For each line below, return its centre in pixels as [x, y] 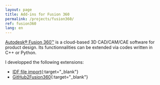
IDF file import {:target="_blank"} [45, 72]
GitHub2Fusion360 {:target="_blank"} [50, 77]
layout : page [19, 10]
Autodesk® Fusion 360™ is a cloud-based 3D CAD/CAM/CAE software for [80, 42]
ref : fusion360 [21, 23]
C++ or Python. [21, 53]
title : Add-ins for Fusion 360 [37, 14]
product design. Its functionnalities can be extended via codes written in [79, 47]
